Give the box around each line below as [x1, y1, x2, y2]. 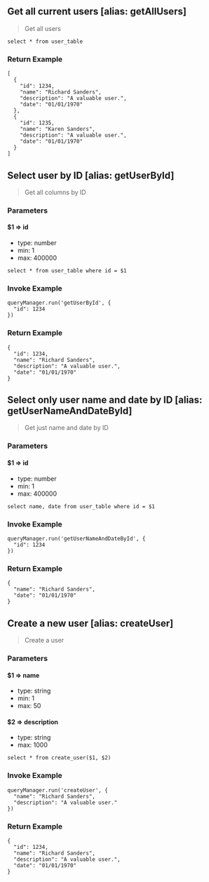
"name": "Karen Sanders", [20, 126, 96, 133]
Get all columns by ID [24, 188, 86, 196]
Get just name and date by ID [24, 424, 109, 432]
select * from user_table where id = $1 [7, 267, 128, 275]
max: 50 [17, 702, 41, 710]
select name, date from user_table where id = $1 [7, 503, 156, 510]
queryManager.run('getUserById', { [7, 299, 112, 307]
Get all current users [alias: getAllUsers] [7, 6, 187, 18]
